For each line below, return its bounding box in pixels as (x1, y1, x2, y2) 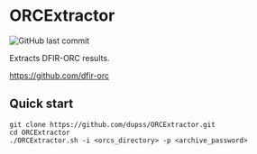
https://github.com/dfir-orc (9, 69, 110, 81)
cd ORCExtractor (9, 128, 70, 137)
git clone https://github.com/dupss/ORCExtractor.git (9, 120, 216, 129)
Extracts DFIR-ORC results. (9, 52, 110, 63)
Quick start (9, 96, 74, 112)
